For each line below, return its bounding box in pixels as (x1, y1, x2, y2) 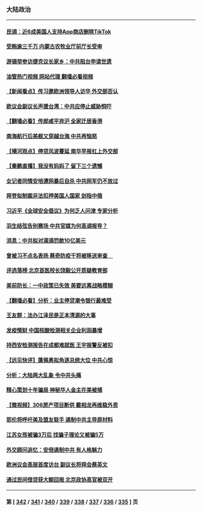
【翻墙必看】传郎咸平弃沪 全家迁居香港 (6, 118, 103, 125)
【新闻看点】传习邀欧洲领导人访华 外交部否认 (6, 87, 118, 95)
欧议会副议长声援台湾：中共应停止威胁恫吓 (6, 103, 112, 110)
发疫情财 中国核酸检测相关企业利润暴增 (6, 326, 103, 334)
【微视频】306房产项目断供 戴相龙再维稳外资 (6, 401, 118, 408)
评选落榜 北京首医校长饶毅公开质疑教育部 (6, 267, 108, 274)
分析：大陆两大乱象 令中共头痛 (6, 371, 82, 378)
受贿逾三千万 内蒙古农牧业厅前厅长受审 (6, 43, 103, 50)
